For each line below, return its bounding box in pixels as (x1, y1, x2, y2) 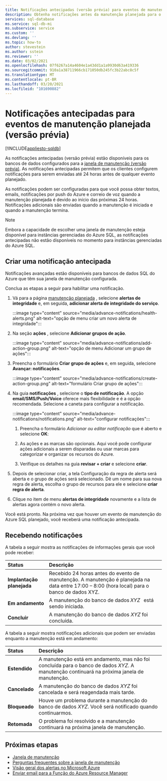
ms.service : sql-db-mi (5, 21, 52, 26)
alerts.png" (12, 315, 36, 321)
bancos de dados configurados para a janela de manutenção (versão (5, 160, 147, 166)
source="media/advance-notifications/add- (63, 340, 153, 346)
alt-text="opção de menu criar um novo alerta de (36, 315, 137, 321)
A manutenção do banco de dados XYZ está (49, 597, 154, 604)
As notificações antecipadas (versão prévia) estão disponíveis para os (5, 155, 149, 161)
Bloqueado (7, 703, 34, 710)
